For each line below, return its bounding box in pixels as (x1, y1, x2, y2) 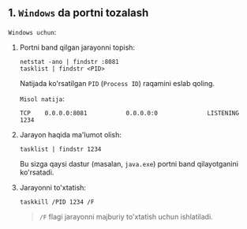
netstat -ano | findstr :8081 (19, 58, 120, 66)
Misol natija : (19, 94, 65, 103)
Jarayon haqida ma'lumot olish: (19, 130, 122, 139)
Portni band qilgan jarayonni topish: (19, 43, 136, 52)
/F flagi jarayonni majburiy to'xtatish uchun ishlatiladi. (39, 212, 213, 221)
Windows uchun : (8, 27, 57, 36)
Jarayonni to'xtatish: (19, 182, 87, 192)
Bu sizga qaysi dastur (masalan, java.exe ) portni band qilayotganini (19, 159, 239, 168)
